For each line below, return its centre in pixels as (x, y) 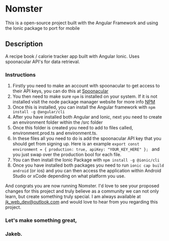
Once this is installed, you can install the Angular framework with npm (84, 107)
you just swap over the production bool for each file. (67, 155)
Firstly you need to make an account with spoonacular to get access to (86, 86)
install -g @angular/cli (39, 112)
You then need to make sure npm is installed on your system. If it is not (85, 97)
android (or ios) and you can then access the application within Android (87, 171)
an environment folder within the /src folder (58, 122)
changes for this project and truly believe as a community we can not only (82, 191)
